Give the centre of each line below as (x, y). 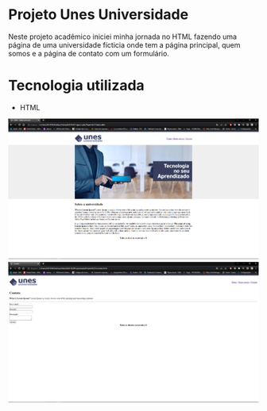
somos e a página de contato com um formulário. (89, 53)
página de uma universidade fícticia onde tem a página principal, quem (124, 44)
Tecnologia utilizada (76, 86)
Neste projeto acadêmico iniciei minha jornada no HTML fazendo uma (122, 36)
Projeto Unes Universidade (99, 15)
